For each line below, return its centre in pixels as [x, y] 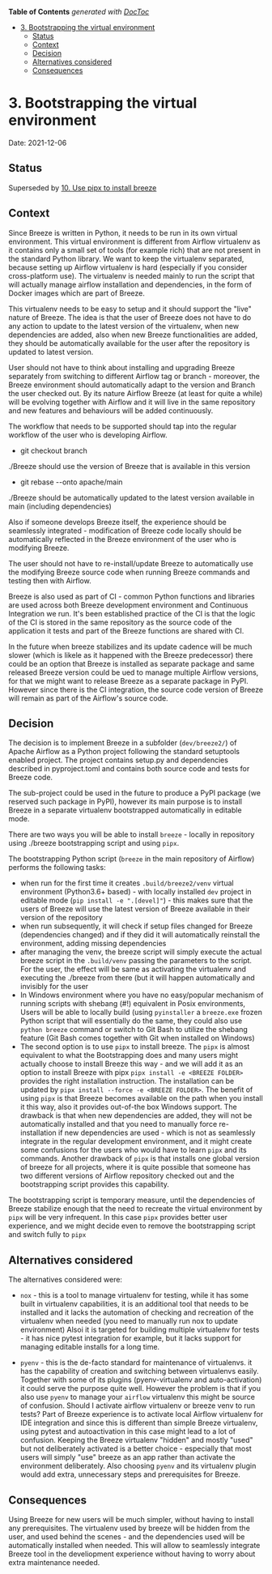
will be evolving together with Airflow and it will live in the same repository [132, 402]
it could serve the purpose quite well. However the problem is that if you [140, 1388]
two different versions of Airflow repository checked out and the [127, 1176]
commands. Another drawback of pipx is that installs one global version [140, 1158]
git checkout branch [53, 450]
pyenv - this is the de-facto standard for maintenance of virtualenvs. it [136, 1363]
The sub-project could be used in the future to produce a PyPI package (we [135, 793]
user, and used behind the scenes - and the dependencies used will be [127, 1537]
